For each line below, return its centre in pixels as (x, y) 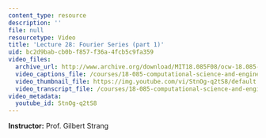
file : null (26, 30)
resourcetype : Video (42, 37)
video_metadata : (35, 96)
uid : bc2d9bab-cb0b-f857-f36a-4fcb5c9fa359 (81, 52)
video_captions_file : (51, 74)
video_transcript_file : (54, 89)
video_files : (30, 60)
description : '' (35, 23)
